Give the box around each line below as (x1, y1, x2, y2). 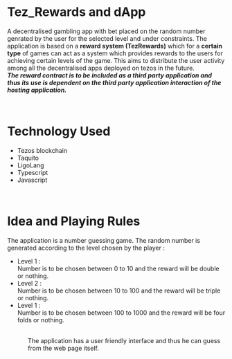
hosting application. (7, 86, 67, 94)
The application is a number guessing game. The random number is (7, 236, 201, 244)
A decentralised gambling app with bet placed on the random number (7, 27, 206, 35)
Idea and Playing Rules (7, 214, 141, 229)
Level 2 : (17, 279, 42, 287)
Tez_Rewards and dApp (7, 4, 146, 20)
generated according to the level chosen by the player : (7, 243, 165, 252)
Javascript (17, 176, 48, 184)
